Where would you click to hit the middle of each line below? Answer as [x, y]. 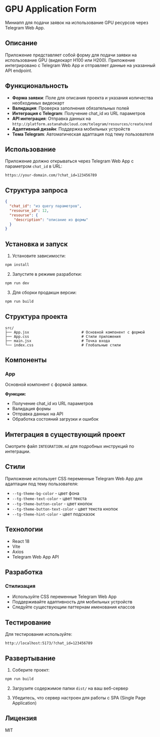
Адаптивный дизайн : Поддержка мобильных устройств [71, 129]
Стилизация [20, 586]
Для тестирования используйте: [39, 634]
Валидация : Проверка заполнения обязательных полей [70, 108]
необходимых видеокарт [38, 103]
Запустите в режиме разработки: [47, 274]
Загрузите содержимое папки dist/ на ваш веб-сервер [70, 688]
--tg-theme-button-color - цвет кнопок [52, 503]
